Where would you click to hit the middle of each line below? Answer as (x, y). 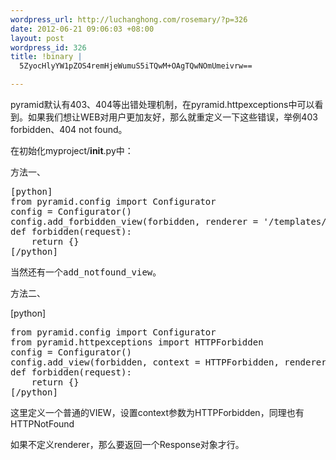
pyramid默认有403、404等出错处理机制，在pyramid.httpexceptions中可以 (162, 104)
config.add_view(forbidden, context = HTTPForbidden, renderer (168, 362)
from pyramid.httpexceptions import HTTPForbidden (137, 342)
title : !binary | (46, 57)
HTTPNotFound (42, 424)
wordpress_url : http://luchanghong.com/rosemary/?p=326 (129, 19)
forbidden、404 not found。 (69, 129)
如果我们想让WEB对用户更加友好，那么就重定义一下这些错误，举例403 (172, 117)
